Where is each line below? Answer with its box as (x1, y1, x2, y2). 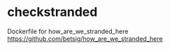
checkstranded (7, 4, 98, 20)
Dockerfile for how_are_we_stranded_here (7, 27, 129, 35)
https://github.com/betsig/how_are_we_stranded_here (7, 34, 163, 42)
